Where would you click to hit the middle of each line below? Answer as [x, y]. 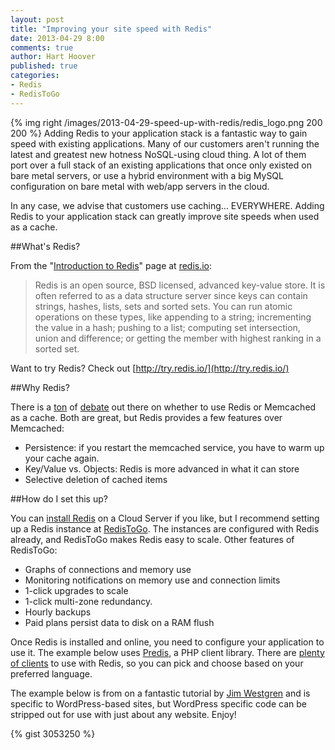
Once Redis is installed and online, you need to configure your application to [167, 642]
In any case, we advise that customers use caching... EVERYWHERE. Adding [167, 205]
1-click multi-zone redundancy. [88, 601]
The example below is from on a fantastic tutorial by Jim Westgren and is [160, 693]
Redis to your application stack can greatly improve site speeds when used [165, 216]
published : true [44, 66]
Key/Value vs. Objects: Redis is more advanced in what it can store [162, 468]
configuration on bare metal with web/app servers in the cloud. [140, 186]
